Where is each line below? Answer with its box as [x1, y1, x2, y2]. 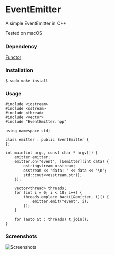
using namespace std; [5, 128, 51, 133]
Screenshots [5, 233, 37, 240]
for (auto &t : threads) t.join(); [14, 217, 89, 222]
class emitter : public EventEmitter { [5, 137, 89, 142]
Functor [5, 54, 22, 60]
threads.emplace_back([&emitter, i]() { [23, 194, 109, 199]
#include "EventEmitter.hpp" [5, 119, 67, 124]
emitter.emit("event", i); [32, 199, 89, 204]
